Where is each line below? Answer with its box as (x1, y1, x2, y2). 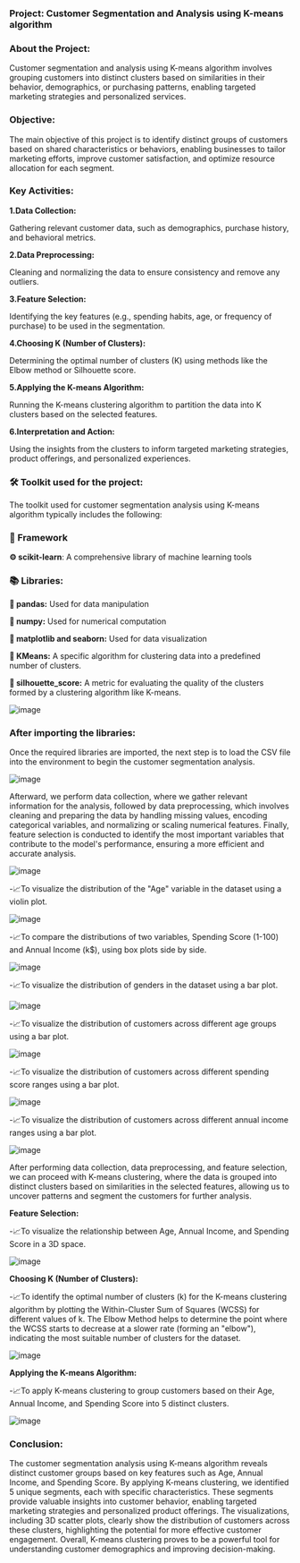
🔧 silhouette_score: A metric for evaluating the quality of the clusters (9, 677, 264, 688)
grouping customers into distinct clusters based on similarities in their (9, 73, 265, 83)
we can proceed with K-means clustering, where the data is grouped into (9, 1172, 278, 1182)
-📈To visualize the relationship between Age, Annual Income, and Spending (9, 1226, 290, 1236)
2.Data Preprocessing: (9, 249, 96, 260)
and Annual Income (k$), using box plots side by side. (9, 944, 207, 955)
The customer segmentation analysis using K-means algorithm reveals (9, 1458, 268, 1469)
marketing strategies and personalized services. (9, 91, 187, 102)
